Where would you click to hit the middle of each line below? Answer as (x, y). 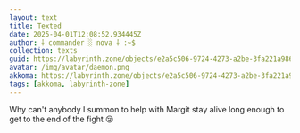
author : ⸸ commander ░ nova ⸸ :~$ (72, 42)
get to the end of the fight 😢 (62, 119)
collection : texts (43, 51)
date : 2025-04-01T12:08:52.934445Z (75, 34)
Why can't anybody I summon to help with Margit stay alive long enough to (147, 109)
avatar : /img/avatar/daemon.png (69, 68)
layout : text (33, 17)
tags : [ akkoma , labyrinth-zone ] (69, 84)
